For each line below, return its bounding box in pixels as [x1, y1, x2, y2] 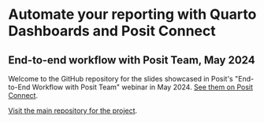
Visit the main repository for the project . [8, 106, 138, 115]
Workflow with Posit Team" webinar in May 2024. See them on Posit [32, 82, 254, 92]
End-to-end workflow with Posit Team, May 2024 [8, 53, 255, 67]
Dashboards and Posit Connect [8, 22, 216, 40]
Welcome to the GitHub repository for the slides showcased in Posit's [8, 74, 234, 83]
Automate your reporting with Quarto [8, 5, 257, 24]
